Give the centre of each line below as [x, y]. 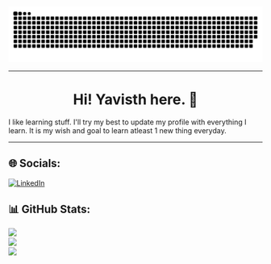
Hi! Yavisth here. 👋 [135, 99]
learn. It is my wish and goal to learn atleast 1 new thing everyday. [118, 130]
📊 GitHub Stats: [50, 209]
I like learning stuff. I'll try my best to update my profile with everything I [127, 122]
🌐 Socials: [35, 163]
